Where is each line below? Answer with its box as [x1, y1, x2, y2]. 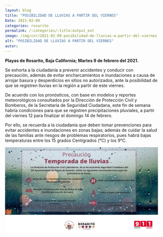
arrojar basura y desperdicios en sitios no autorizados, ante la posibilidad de [5, 77, 158, 83]
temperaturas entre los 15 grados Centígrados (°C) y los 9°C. [5, 137, 127, 143]
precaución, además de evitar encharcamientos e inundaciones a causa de [5, 72, 155, 78]
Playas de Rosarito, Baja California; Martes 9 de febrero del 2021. [5, 57, 139, 63]
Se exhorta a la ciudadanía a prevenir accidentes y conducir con [5, 67, 133, 73]
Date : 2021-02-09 [5, 18, 40, 23]
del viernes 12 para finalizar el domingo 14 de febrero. [5, 112, 113, 118]
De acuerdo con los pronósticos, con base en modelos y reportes [5, 92, 136, 98]
